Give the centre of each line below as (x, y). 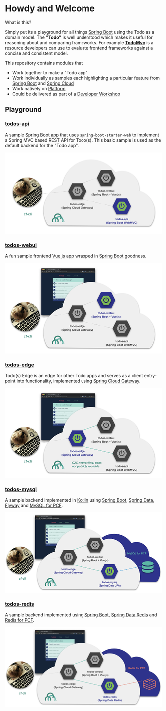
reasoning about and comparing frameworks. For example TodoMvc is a (79, 42)
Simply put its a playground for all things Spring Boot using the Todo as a (80, 32)
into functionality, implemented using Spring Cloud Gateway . (79, 381)
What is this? (18, 22)
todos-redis (20, 604)
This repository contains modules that (44, 63)
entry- (150, 376)
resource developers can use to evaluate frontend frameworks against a (79, 48)
